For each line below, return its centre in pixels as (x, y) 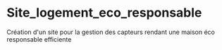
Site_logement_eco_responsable (104, 13)
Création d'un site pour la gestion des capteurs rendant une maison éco (111, 32)
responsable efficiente (39, 39)
